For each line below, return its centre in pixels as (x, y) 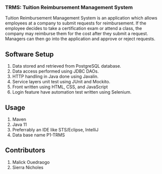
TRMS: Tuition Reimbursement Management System (69, 7)
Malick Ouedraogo (31, 162)
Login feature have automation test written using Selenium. (72, 92)
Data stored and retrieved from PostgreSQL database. (67, 66)
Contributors (25, 150)
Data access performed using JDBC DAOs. (55, 71)
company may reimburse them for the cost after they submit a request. (77, 34)
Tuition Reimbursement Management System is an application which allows (81, 18)
